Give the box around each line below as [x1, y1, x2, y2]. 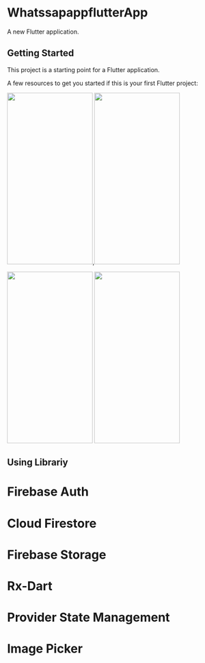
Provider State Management [7, 609, 170, 625]
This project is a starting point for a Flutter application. [7, 65, 160, 73]
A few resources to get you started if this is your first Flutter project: [7, 79, 198, 87]
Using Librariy [7, 456, 68, 468]
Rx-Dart [7, 578, 53, 594]
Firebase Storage [7, 547, 107, 562]
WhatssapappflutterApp [7, 5, 148, 21]
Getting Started [7, 47, 74, 59]
